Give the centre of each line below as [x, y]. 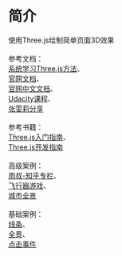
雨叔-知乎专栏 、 [35, 175]
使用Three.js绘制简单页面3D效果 [61, 40]
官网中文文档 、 [33, 88]
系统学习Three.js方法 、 [46, 68]
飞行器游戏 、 [29, 186]
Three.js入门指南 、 [39, 137]
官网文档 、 [26, 78]
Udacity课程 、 [31, 98]
